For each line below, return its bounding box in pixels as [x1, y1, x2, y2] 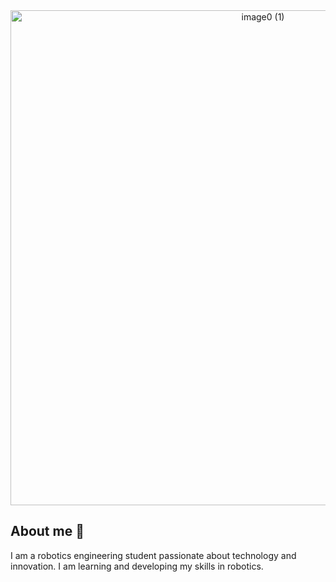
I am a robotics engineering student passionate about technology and [10, 549, 297, 561]
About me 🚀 [10, 523, 85, 540]
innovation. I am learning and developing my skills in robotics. [10, 560, 264, 572]
